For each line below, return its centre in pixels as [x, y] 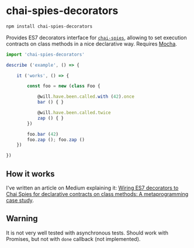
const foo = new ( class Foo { [64, 86]
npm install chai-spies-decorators [49, 26]
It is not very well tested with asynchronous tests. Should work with [87, 233]
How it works [30, 174]
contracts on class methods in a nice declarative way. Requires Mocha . [91, 44]
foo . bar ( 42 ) [43, 134]
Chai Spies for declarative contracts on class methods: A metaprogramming [97, 194]
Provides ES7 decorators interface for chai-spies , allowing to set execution [96, 37]
